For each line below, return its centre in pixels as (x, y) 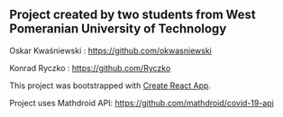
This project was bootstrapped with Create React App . (110, 85)
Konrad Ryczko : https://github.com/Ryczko (90, 67)
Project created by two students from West (132, 15)
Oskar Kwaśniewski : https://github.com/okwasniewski (110, 50)
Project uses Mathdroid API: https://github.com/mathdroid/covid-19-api (142, 103)
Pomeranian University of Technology (118, 29)
